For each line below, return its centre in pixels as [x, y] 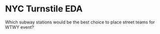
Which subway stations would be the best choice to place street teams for [80, 22]
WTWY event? [20, 27]
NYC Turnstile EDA [44, 9]
